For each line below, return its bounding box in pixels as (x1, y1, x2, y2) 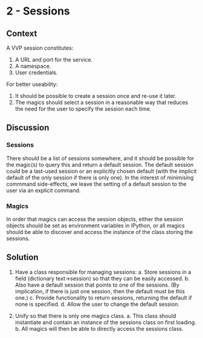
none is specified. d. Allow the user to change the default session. (14, 301, 180, 308)
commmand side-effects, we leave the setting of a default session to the (6, 180, 187, 187)
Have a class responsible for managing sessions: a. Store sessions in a (14, 268, 192, 276)
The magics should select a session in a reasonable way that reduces (14, 99, 188, 106)
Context (6, 28, 37, 39)
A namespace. (14, 62, 51, 70)
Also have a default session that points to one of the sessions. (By (14, 281, 179, 288)
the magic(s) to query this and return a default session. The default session (6, 161, 194, 168)
